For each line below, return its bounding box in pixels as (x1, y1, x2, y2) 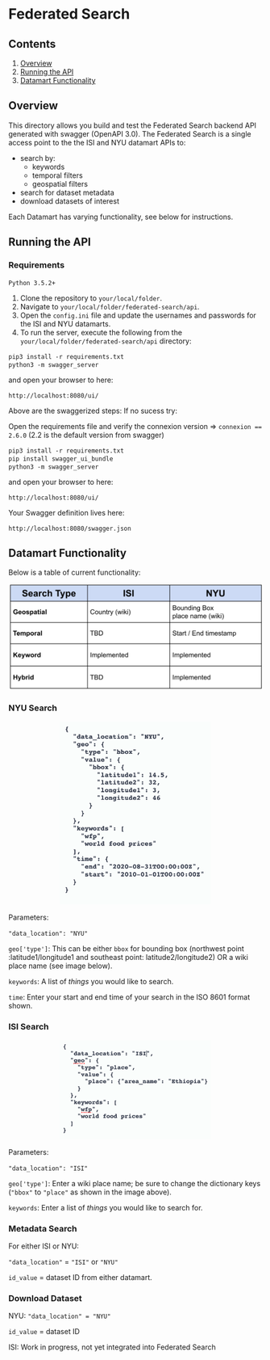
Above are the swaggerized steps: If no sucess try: (8, 406, 177, 415)
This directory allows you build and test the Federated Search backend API (8, 120, 256, 130)
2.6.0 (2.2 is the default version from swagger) (8, 430, 165, 440)
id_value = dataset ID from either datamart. (8, 1272, 152, 1282)
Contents (8, 37, 56, 51)
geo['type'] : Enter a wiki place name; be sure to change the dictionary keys (8, 1178, 261, 1188)
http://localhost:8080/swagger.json (8, 524, 131, 533)
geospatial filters (31, 179, 89, 188)
